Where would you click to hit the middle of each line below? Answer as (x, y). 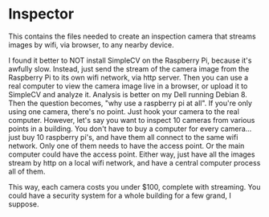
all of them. (27, 171)
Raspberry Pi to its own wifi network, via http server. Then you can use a (128, 77)
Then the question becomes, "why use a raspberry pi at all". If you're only (130, 103)
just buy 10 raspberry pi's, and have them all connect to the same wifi (123, 137)
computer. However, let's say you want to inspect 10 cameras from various (132, 120)
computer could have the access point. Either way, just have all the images (132, 154)
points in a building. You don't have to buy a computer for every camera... (130, 129)
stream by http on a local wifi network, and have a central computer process (134, 162)
